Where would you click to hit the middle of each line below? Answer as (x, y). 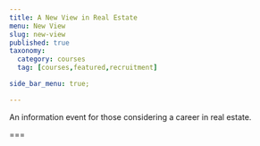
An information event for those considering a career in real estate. (130, 116)
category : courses (52, 59)
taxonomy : (28, 51)
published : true (39, 43)
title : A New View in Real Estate (74, 17)
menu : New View (38, 26)
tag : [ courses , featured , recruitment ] (88, 68)
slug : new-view (38, 34)
